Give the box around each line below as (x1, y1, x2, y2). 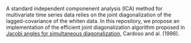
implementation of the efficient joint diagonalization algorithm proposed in (6, 24, 185, 31)
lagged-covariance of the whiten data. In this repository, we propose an (6, 18, 180, 24)
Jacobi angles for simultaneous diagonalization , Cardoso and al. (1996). (6, 30, 180, 37)
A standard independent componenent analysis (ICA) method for (6, 5, 163, 12)
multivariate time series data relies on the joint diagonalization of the (6, 11, 172, 18)
